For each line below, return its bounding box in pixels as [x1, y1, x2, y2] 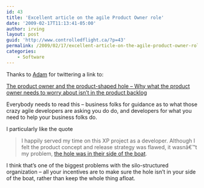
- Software [17, 54, 45, 60]
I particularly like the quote [6, 125, 73, 132]
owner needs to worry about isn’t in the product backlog [6, 89, 148, 96]
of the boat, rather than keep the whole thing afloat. [6, 174, 135, 182]
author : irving [6, 25, 45, 32]
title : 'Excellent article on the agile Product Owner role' [6, 15, 165, 21]
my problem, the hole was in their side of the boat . [21, 150, 148, 157]
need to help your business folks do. [6, 113, 98, 121]
